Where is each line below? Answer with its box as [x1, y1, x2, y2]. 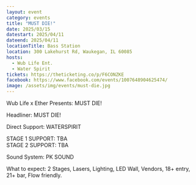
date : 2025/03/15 [6, 26, 51, 32]
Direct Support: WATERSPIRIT [6, 123, 81, 130]
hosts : [6, 54, 23, 60]
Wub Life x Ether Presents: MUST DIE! [6, 100, 103, 107]
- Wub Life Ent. [12, 60, 53, 66]
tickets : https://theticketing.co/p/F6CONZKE [6, 71, 124, 78]
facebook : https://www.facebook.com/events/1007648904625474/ [6, 77, 168, 83]
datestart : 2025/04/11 [6, 32, 64, 38]
